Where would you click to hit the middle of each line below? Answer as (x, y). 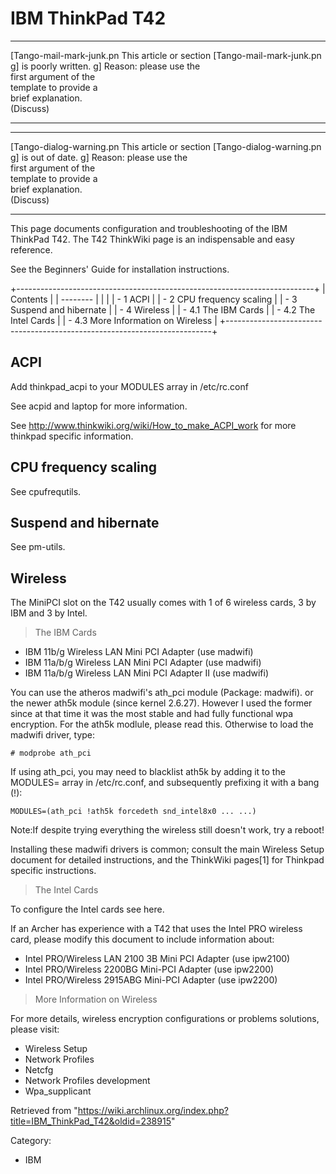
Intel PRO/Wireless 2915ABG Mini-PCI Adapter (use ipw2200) (151, 980)
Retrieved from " (44, 1111)
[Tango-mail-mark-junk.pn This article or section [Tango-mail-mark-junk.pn (166, 55)
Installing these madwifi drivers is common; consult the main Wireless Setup (167, 849)
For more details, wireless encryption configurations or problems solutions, (165, 1019)
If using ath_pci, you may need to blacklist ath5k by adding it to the (148, 772)
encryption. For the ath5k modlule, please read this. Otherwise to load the (162, 724)
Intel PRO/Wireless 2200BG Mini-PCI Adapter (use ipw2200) (149, 969)
